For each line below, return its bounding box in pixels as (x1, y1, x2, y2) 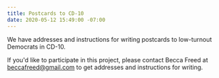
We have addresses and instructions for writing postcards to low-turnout (7, 35, 212, 43)
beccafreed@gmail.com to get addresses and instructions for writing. (7, 63, 203, 71)
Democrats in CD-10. (7, 42, 66, 51)
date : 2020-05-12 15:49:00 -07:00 (7, 16, 106, 23)
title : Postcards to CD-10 (7, 10, 84, 17)
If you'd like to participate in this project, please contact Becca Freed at (7, 55, 209, 64)
